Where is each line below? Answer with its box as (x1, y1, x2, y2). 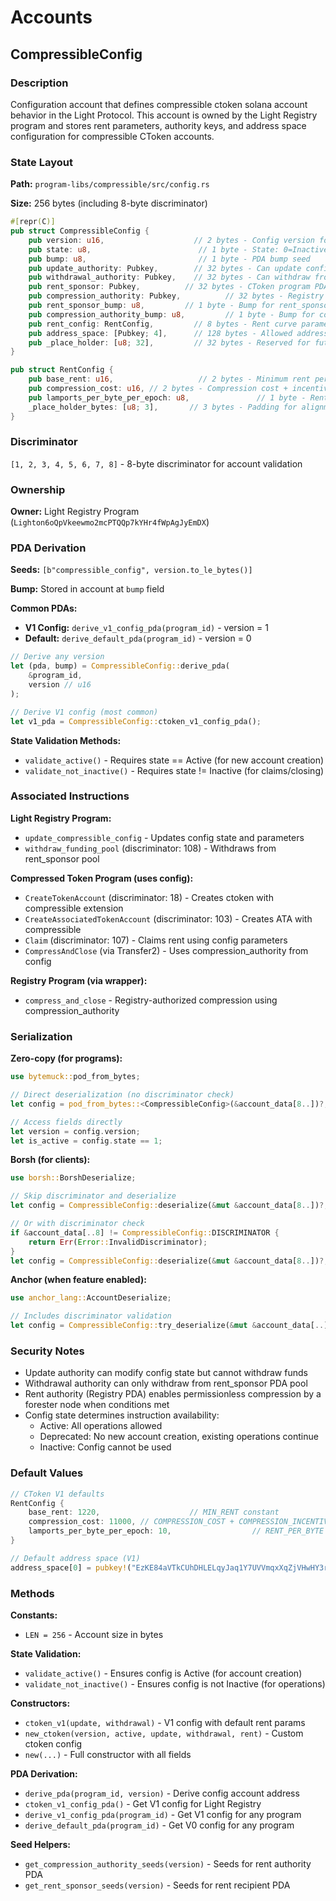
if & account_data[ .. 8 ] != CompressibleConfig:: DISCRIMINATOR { (10, 1227, 280, 1238)
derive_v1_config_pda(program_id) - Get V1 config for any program (24, 1808, 302, 1820)
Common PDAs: (10, 602, 78, 615)
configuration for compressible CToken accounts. (10, 130, 215, 142)
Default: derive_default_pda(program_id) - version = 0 (24, 632, 252, 645)
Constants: (10, 1609, 58, 1621)
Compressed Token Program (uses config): (10, 872, 194, 884)
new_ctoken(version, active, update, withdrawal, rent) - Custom (24, 1727, 304, 1739)
